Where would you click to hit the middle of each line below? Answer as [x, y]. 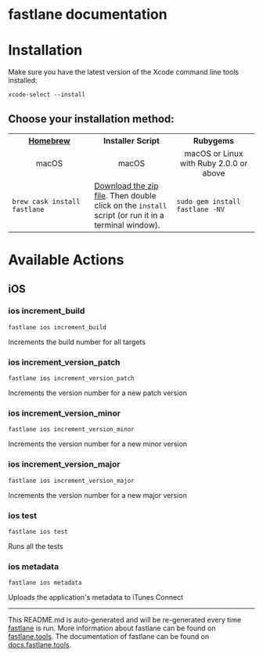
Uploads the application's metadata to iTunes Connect [96, 597]
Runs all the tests [36, 546]
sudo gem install [209, 201]
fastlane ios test [38, 532]
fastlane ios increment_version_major [71, 481]
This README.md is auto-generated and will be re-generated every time [124, 620]
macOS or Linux [214, 153]
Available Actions [66, 260]
